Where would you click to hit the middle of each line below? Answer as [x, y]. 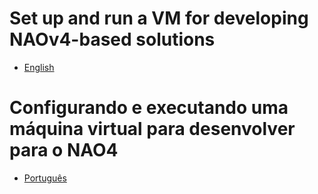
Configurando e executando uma [149, 108]
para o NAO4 [64, 150]
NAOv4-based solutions [112, 39]
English [39, 67]
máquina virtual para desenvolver [152, 129]
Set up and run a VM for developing [159, 18]
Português [45, 178]
